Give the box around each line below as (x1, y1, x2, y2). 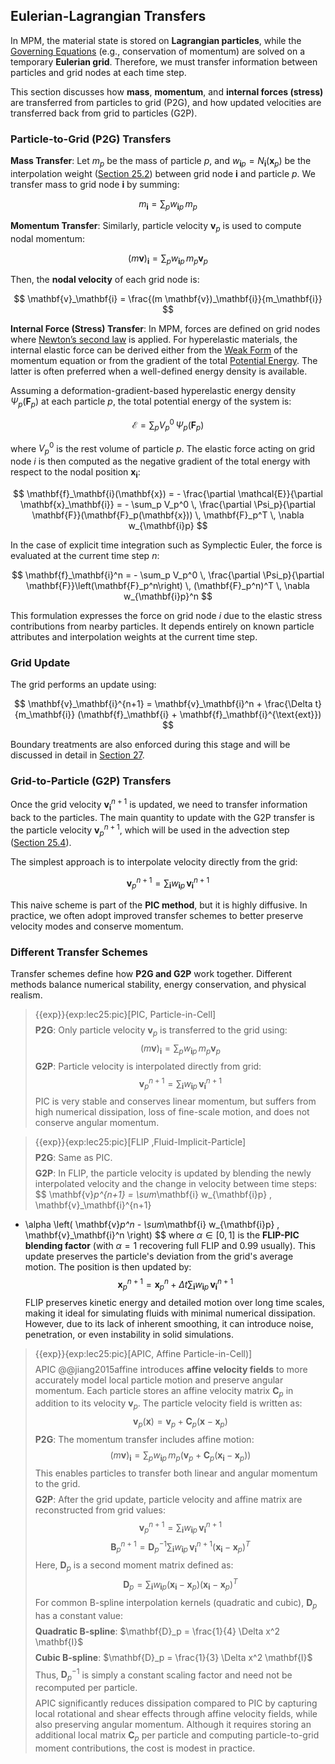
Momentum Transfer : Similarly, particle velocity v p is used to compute (10, 219, 302, 234)
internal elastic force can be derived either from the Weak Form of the (10, 344, 298, 356)
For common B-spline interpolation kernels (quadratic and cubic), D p (34, 1596, 318, 1611)
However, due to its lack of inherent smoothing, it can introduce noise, (24, 1317, 314, 1329)
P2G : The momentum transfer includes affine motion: (34, 1433, 255, 1445)
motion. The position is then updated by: (24, 1261, 192, 1273)
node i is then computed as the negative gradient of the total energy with (10, 455, 311, 467)
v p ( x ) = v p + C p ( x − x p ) (133, 1415, 228, 1429)
